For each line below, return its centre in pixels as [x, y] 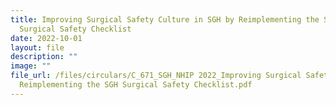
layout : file [37, 47]
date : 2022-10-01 [46, 38]
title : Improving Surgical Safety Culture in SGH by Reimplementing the [165, 19]
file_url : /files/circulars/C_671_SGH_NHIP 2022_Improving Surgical [156, 76]
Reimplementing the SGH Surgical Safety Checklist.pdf [136, 85]
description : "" [44, 57]
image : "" [31, 66]
